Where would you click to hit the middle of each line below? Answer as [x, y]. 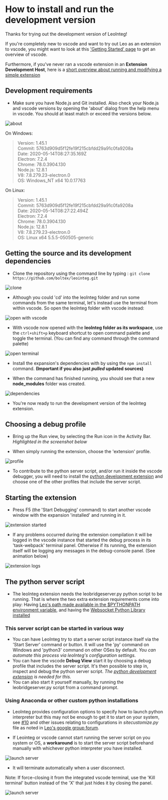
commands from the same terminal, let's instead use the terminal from [85, 302]
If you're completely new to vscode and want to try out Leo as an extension [83, 43]
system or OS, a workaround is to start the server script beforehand [83, 743]
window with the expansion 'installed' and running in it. [69, 515]
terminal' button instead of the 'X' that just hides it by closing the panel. [79, 783]
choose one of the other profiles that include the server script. [77, 482]
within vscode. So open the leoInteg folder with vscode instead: [78, 308]
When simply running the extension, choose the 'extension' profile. [82, 452]
